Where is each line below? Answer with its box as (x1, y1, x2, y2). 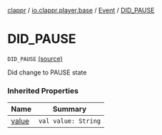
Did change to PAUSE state (7, 67, 87, 77)
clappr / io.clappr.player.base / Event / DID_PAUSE (7, 6, 155, 14)
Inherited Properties (7, 85, 79, 95)
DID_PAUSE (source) (7, 54, 63, 63)
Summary (52, 104, 87, 114)
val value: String (38, 117, 101, 125)
